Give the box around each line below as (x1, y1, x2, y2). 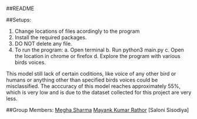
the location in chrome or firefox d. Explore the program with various (14, 53, 181, 59)
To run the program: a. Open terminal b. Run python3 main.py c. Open (14, 46, 184, 53)
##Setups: (6, 16, 31, 23)
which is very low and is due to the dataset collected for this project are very (6, 89, 192, 96)
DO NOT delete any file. (14, 40, 72, 47)
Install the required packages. (14, 34, 87, 40)
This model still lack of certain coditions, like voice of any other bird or (6, 70, 176, 77)
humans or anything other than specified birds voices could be (6, 76, 158, 83)
